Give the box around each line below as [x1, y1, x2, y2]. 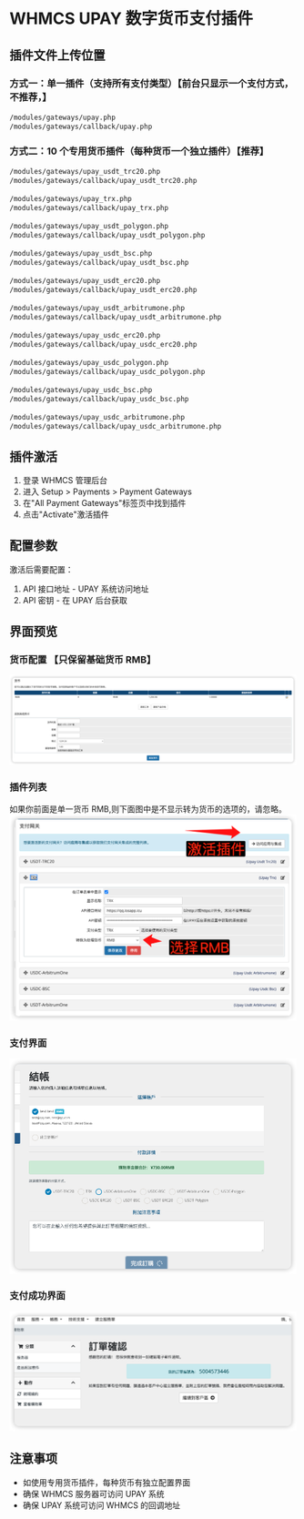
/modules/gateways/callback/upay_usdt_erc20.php [9, 286, 198, 295]
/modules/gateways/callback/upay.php [9, 122, 153, 131]
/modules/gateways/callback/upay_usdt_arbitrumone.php [9, 313, 222, 322]
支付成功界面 [9, 1290, 66, 1302]
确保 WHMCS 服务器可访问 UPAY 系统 [22, 1488, 166, 1499]
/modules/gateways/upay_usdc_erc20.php [9, 331, 161, 340]
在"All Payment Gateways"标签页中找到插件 [22, 497, 187, 508]
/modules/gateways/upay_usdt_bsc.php [9, 249, 153, 258]
